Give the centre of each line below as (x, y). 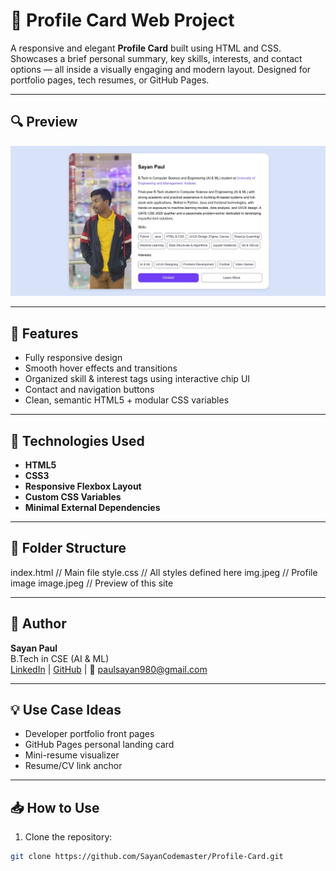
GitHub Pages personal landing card (99, 745)
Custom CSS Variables (73, 497)
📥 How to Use (55, 807)
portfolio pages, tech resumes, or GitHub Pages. (110, 80)
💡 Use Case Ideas (66, 710)
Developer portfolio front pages (89, 734)
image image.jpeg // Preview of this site (92, 583)
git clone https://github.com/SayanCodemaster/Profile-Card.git (147, 857)
